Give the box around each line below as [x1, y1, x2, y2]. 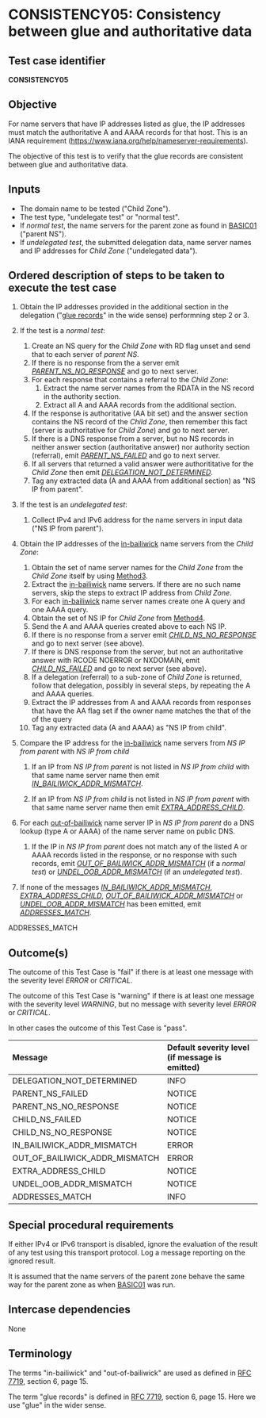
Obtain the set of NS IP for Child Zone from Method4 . [31, 613, 206, 623]
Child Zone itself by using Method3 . [31, 571, 148, 581]
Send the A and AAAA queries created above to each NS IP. [31, 622, 227, 631]
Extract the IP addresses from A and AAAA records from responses [31, 698, 252, 707]
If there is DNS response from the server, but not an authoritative [31, 647, 244, 657]
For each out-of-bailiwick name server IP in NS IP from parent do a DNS [19, 818, 255, 828]
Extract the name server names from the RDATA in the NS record [43, 383, 255, 393]
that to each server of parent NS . [31, 350, 140, 359]
